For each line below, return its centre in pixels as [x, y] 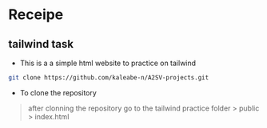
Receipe [36, 15]
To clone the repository [58, 92]
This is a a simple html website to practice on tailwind [108, 63]
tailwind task [41, 44]
